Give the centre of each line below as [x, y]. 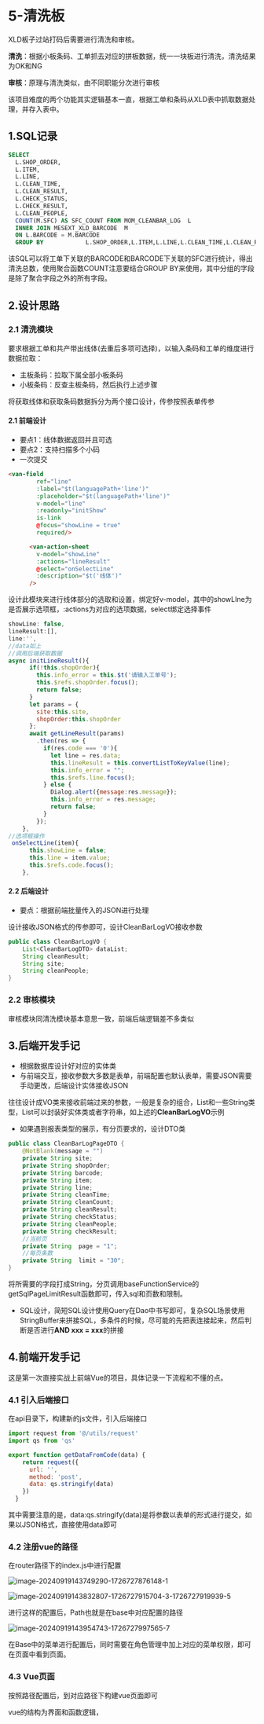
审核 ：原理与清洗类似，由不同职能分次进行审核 [84, 83]
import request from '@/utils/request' [73, 1434]
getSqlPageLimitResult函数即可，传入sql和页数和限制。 [97, 1294]
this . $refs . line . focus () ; [92, 778]
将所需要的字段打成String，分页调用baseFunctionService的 [104, 1284]
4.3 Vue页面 [31, 1677]
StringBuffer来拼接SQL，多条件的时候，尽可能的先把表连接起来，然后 [132, 1320]
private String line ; [57, 1187]
